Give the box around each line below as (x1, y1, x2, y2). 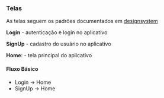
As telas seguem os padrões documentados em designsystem (6, 18, 158, 25)
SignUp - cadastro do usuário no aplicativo (6, 40, 111, 48)
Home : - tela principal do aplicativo (6, 52, 92, 59)
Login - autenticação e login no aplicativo (6, 29, 108, 36)
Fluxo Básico (6, 65, 38, 72)
